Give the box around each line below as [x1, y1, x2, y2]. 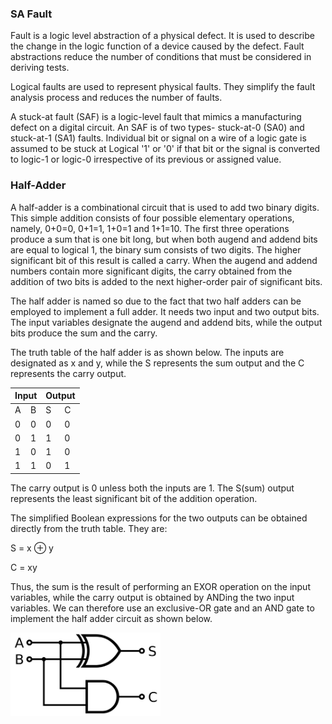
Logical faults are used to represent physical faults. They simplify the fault [10, 81, 316, 93]
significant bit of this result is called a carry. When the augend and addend [10, 254, 318, 266]
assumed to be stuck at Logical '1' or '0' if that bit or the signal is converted [10, 143, 321, 155]
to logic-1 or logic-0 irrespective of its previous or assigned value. [10, 153, 282, 166]
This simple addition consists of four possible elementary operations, [10, 212, 295, 224]
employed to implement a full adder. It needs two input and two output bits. [10, 305, 320, 317]
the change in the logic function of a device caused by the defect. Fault [10, 40, 305, 52]
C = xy [10, 561, 38, 573]
